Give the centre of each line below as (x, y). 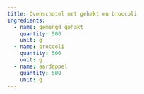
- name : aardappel (41, 66)
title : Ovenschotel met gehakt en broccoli (72, 14)
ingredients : (26, 20)
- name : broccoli (39, 47)
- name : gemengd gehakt (48, 27)
